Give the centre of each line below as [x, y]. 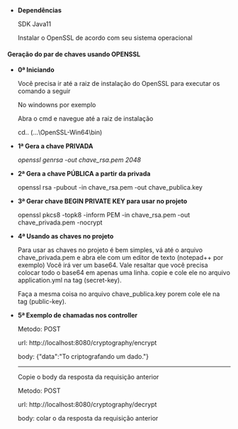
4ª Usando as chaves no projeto [66, 237]
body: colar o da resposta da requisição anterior [88, 418]
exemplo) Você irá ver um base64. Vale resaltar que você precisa [113, 265]
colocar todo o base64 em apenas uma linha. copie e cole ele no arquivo [124, 273]
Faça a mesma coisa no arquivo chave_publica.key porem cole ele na [119, 294]
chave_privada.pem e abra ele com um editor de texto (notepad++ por [120, 258]
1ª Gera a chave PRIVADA [55, 146]
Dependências [40, 10]
